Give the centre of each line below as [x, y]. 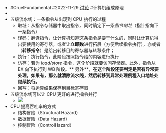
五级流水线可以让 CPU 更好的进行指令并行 [53, 94]
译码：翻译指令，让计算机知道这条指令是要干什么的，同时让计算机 [86, 38]
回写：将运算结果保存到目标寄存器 [53, 88]
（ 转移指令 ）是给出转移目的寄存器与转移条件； [66, 50]
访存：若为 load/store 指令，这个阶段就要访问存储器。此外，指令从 [87, 63]
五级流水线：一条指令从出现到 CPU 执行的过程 [58, 19]
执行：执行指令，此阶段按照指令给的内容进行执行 [68, 56]
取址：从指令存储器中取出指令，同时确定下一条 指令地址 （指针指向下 [88, 25]
